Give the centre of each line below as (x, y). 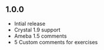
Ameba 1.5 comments (40, 36)
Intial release (30, 23)
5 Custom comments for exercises (56, 42)
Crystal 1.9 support (37, 30)
